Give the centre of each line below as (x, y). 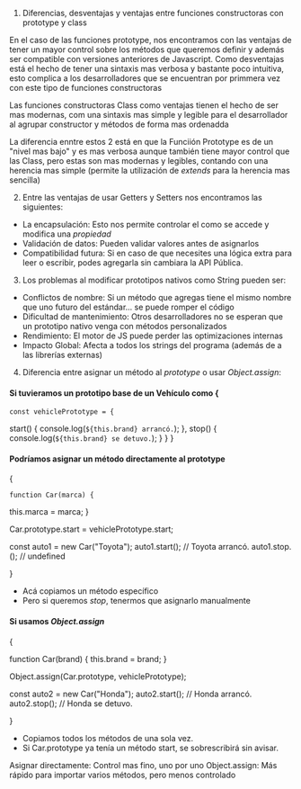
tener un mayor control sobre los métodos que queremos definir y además (147, 49)
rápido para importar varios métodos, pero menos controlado (123, 775)
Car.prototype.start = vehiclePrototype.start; (91, 529)
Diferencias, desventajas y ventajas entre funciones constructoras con (153, 13)
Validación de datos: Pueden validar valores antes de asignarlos (141, 243)
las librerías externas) (62, 355)
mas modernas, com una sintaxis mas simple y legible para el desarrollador (149, 115)
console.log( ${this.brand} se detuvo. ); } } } (92, 438)
